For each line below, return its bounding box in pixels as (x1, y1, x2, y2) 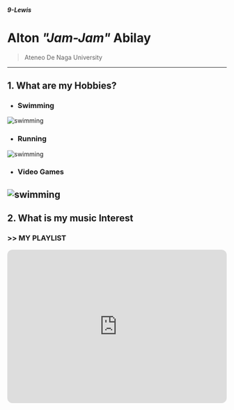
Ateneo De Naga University (24, 53, 103, 61)
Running (17, 134, 47, 144)
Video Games (17, 167, 65, 177)
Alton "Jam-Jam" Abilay (7, 30, 151, 45)
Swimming (17, 100, 54, 110)
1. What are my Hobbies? (7, 79, 117, 91)
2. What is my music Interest (7, 213, 134, 225)
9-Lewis (7, 6, 32, 14)
